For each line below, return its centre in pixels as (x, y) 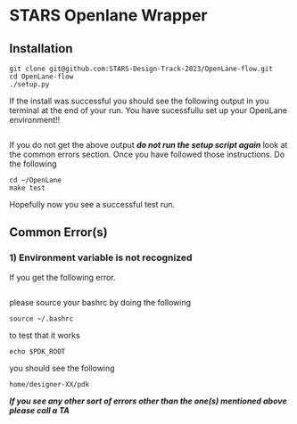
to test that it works (45, 335)
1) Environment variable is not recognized (101, 257)
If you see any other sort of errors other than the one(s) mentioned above (148, 401)
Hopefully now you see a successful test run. (92, 204)
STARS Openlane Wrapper (108, 16)
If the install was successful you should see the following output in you (139, 101)
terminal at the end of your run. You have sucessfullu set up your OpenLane (148, 110)
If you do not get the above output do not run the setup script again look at (148, 145)
